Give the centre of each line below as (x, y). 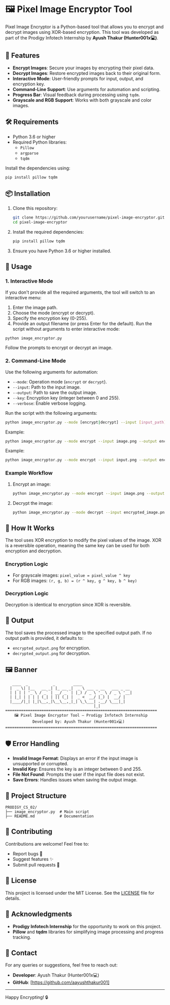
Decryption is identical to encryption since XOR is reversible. (68, 604)
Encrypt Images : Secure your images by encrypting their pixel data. (83, 68)
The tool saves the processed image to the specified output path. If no (78, 633)
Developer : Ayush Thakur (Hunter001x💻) (56, 975)
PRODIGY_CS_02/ (21, 807)
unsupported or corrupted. (40, 764)
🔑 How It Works (30, 528)
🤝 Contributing (29, 832)
